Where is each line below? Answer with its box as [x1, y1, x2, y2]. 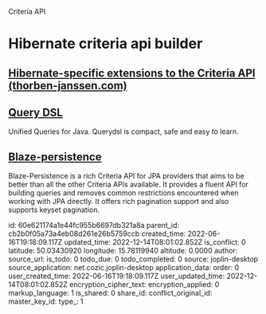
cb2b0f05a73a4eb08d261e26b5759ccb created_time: [8, 229, 186, 238]
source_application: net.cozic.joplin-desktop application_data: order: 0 [8, 263, 240, 273]
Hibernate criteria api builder [8, 35, 203, 53]
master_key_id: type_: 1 [8, 296, 84, 306]
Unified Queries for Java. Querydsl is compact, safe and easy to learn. [8, 127, 239, 136]
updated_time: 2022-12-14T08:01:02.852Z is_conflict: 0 [64, 237, 246, 247]
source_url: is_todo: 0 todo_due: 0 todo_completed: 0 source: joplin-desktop [8, 254, 259, 264]
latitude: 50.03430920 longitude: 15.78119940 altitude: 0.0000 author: [8, 246, 238, 256]
